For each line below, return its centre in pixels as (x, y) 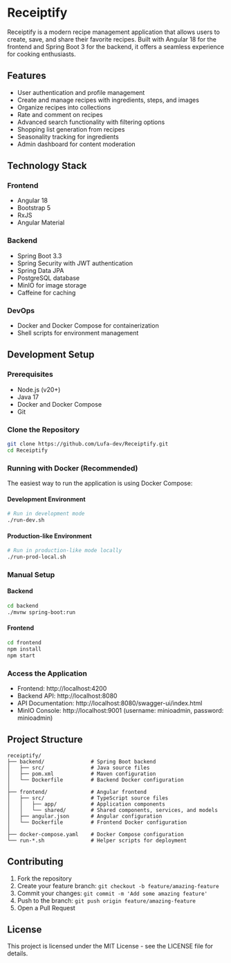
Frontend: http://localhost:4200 (62, 688)
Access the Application (47, 673)
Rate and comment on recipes (60, 114)
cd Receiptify (28, 450)
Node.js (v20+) (39, 389)
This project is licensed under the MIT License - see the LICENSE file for (110, 946)
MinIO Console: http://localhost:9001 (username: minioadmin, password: (120, 710)
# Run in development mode (46, 514)
